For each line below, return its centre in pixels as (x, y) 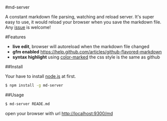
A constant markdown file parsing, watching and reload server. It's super (80, 17)
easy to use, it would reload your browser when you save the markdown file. (83, 22)
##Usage (15, 95)
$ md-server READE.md (28, 104)
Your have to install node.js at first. (41, 76)
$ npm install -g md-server (34, 85)
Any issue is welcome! (28, 27)
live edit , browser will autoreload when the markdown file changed (81, 46)
